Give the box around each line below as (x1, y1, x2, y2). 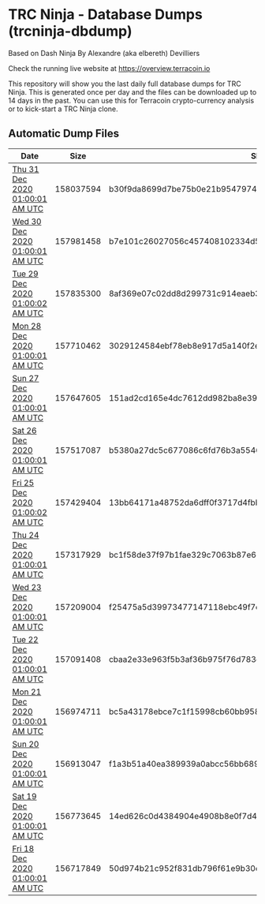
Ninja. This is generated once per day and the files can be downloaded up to (8, 87, 257, 96)
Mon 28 (12, 320, 42, 331)
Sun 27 (12, 372, 39, 383)
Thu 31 (12, 163, 39, 174)
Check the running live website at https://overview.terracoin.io (8, 63, 211, 73)
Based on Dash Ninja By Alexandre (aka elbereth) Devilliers (8, 48, 200, 58)
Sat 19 (12, 790, 37, 801)
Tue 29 (12, 268, 39, 279)
